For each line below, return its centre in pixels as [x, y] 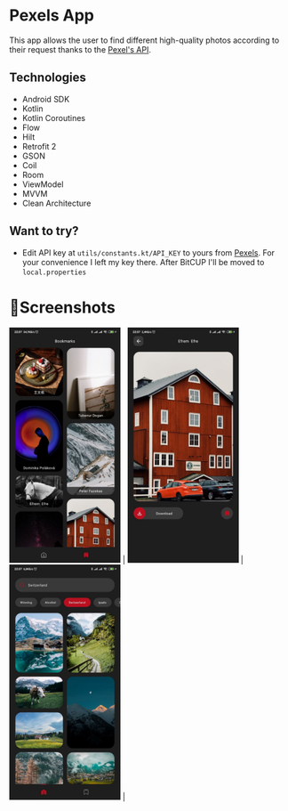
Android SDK [46, 99]
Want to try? [44, 231]
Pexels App [52, 16]
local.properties [54, 272]
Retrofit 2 [39, 146]
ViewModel [43, 184]
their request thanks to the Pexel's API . [80, 49]
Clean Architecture [56, 203]
